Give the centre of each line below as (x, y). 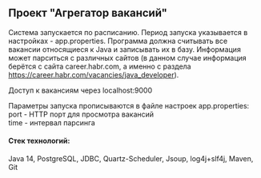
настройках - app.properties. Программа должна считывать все (118, 41)
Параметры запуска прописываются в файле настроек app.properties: (129, 105)
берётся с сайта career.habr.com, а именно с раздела (100, 66)
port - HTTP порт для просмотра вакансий (81, 114)
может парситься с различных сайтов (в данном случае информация (127, 57)
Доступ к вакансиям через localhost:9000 (80, 90)
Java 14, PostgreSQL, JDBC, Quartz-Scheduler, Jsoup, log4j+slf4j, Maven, (131, 159)
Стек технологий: (39, 141)
